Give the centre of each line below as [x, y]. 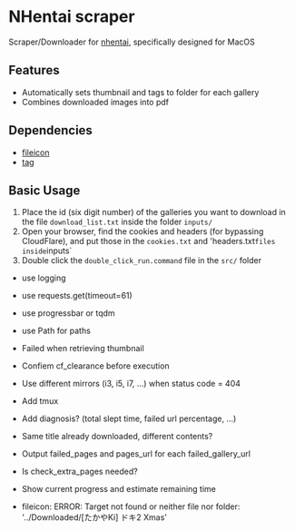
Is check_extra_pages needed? [79, 472]
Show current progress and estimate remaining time [119, 489]
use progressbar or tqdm [68, 313]
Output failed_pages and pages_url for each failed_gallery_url [136, 454]
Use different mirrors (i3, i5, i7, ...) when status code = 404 [131, 384]
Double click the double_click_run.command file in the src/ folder [142, 261]
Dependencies [50, 130]
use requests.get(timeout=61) [77, 296]
